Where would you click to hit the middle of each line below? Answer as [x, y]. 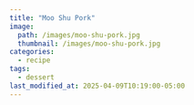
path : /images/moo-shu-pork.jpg [79, 35]
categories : [32, 52]
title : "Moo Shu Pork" [52, 18]
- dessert [36, 78]
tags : [20, 69]
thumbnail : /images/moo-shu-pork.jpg [89, 43]
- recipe [34, 60]
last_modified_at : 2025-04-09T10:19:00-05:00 [97, 86]
